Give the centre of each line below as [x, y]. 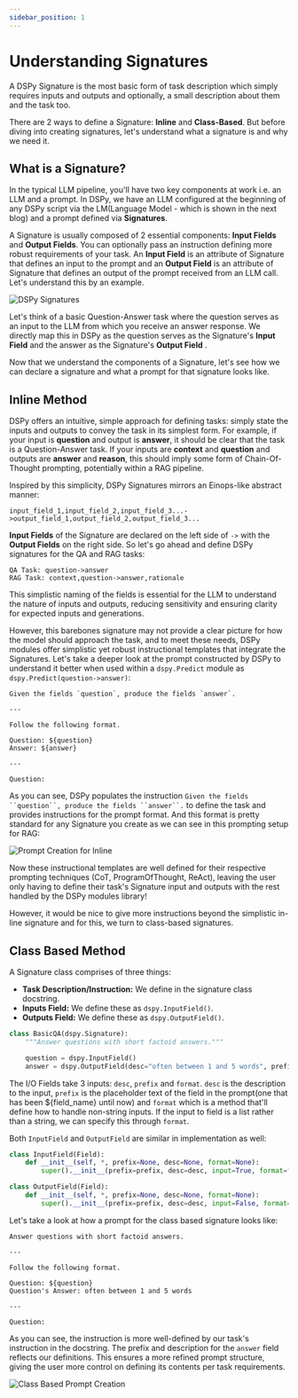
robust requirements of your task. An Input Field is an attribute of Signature [147, 255]
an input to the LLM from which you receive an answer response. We [135, 326]
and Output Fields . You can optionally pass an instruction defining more [141, 245]
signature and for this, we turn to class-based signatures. [129, 923]
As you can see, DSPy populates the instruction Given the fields [129, 796]
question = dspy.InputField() [81, 1058]
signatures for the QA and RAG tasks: [77, 554]
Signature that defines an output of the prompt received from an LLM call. [144, 273]
